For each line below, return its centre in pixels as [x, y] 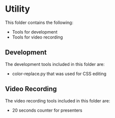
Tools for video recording [38, 37]
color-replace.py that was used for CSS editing [59, 74]
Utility [18, 9]
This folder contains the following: [39, 22]
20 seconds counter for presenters [47, 110]
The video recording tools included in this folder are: [58, 100]
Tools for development [35, 32]
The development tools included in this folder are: [55, 64]
